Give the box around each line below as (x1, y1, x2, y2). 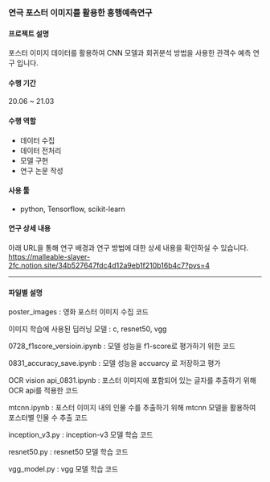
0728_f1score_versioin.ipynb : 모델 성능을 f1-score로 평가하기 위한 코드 (8, 341, 235, 351)
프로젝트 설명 (8, 28, 50, 38)
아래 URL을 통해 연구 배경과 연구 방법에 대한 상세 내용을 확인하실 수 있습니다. (8, 243, 249, 252)
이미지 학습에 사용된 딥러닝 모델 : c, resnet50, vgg (8, 324, 167, 334)
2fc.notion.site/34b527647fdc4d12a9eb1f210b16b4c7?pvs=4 (8, 260, 211, 270)
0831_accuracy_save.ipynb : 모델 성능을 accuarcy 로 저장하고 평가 (8, 359, 221, 368)
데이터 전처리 (19, 145, 62, 155)
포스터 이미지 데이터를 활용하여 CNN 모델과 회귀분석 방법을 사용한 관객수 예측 (8, 48, 252, 58)
